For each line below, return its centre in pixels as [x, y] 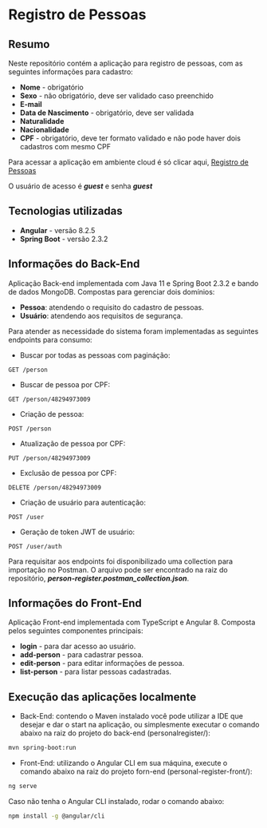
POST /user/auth [35, 546]
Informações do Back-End [74, 264]
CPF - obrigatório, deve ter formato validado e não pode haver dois [130, 138]
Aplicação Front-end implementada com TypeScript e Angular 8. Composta [132, 622]
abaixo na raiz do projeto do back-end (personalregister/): [115, 733]
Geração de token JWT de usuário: [77, 532]
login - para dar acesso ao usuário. [78, 646]
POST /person [30, 429]
